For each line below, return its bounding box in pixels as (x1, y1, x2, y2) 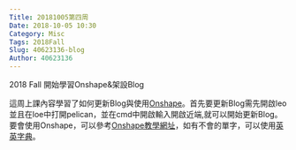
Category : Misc (9, 29, 65, 38)
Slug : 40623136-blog (9, 46, 86, 55)
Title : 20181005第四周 (9, 12, 89, 22)
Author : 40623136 (9, 54, 73, 63)
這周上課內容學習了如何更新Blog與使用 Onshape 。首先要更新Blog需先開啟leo (9, 98, 287, 109)
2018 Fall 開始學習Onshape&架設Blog (9, 79, 144, 89)
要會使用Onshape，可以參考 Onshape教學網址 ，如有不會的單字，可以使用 (9, 120, 277, 131)
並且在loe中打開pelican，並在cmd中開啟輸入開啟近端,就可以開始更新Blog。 (9, 109, 283, 119)
